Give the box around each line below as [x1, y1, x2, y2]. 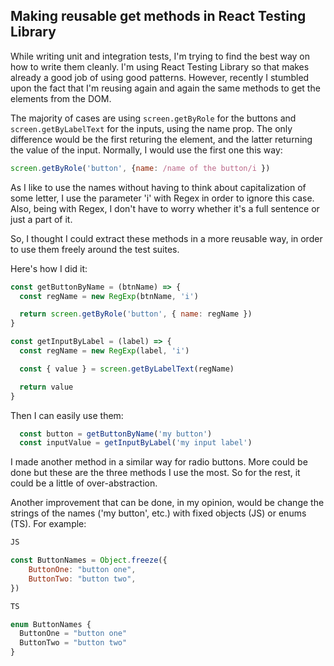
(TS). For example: [10, 518, 87, 530]
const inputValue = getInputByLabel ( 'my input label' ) [19, 438, 253, 448]
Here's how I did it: [10, 262, 88, 274]
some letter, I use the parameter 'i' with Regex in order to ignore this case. [10, 192, 315, 204]
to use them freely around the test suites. [10, 243, 180, 255]
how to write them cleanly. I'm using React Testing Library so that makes [10, 60, 310, 73]
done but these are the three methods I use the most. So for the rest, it [10, 467, 301, 479]
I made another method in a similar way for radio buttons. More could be [10, 456, 308, 468]
